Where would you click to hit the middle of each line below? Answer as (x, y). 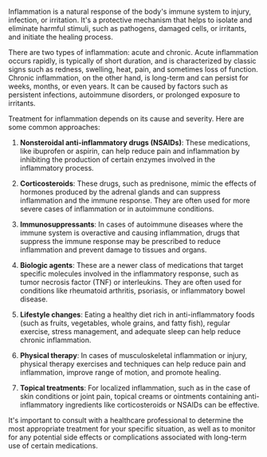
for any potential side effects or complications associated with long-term (128, 437)
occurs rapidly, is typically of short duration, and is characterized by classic (132, 61)
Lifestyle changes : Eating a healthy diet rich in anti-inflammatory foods (137, 315)
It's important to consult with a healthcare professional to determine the (126, 420)
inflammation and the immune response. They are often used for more (135, 200)
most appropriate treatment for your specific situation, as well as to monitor (132, 429)
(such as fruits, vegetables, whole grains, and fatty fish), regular (125, 323)
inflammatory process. (57, 168)
